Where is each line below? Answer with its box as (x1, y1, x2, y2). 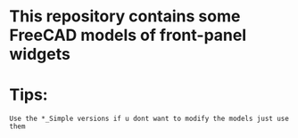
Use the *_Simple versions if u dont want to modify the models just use (9, 114, 290, 124)
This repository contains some (9, 6, 241, 27)
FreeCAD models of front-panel (9, 25, 247, 45)
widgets (9, 45, 71, 64)
